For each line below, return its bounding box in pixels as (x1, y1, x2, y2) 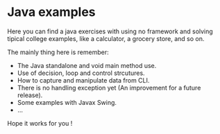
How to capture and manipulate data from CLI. (17, 76, 150, 84)
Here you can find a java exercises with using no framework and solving (7, 27, 213, 35)
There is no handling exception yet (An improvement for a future (17, 83, 201, 92)
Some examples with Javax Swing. (17, 98, 117, 106)
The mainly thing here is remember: (7, 48, 109, 56)
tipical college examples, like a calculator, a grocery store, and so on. (7, 34, 205, 42)
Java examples (7, 4, 96, 20)
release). (17, 91, 43, 99)
